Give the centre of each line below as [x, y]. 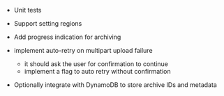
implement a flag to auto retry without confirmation [97, 71]
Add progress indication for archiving [67, 37]
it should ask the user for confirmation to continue [96, 64]
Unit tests [28, 10]
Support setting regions [48, 23]
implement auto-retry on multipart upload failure [83, 50]
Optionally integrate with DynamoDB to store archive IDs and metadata [115, 85]
